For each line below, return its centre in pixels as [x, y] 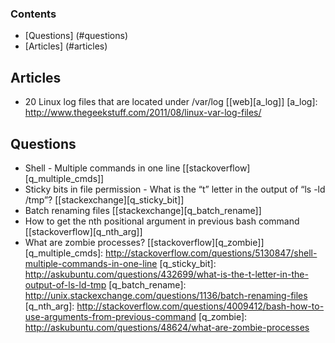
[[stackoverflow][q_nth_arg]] [83, 231]
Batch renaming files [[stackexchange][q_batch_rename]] [143, 210]
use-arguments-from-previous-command [110, 316]
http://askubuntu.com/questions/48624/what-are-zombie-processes [167, 327]
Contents [33, 14]
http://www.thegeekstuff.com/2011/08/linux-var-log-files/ [143, 113]
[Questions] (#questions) [76, 36]
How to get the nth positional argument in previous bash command [162, 221]
